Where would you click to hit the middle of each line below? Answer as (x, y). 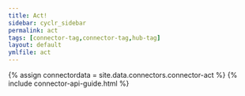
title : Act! (28, 15)
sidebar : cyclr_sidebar (47, 23)
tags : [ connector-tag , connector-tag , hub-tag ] (84, 38)
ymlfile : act (30, 52)
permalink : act (33, 30)
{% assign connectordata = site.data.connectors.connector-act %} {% (123, 75)
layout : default (35, 45)
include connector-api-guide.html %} (69, 83)
